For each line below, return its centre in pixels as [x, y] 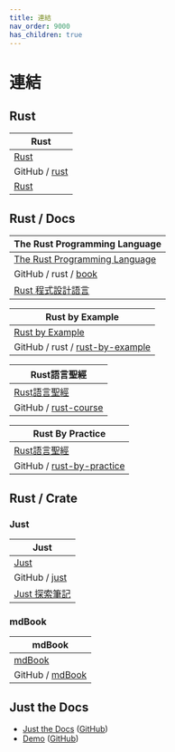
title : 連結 [30, 18]
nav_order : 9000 [40, 26]
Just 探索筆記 [42, 593]
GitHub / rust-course [59, 408]
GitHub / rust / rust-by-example [83, 347]
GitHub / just [41, 577]
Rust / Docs [42, 218]
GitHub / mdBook [51, 675]
